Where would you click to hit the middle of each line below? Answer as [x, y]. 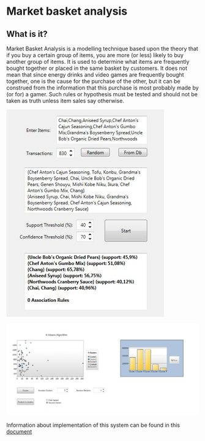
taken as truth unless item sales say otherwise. [65, 101]
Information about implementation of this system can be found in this [93, 425]
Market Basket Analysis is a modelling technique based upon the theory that [102, 48]
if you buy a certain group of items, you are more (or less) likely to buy [95, 55]
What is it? [27, 34]
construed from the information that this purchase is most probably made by [102, 88]
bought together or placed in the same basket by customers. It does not [97, 68]
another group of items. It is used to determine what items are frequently [98, 62]
